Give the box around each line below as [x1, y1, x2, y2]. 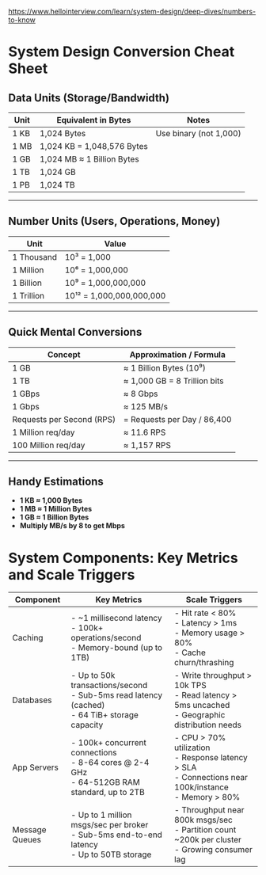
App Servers [12, 762, 59, 773]
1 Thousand [12, 251, 58, 262]
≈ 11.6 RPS [123, 427, 166, 438]
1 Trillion [12, 290, 45, 301]
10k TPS [173, 680, 207, 691]
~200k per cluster [173, 835, 241, 846]
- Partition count [173, 824, 237, 835]
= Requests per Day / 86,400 [123, 413, 232, 424]
